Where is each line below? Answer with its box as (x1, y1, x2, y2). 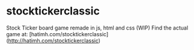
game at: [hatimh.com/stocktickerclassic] (6, 30, 109, 37)
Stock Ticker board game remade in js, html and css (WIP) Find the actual (6, 24, 189, 31)
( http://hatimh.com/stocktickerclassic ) (6, 37, 101, 44)
